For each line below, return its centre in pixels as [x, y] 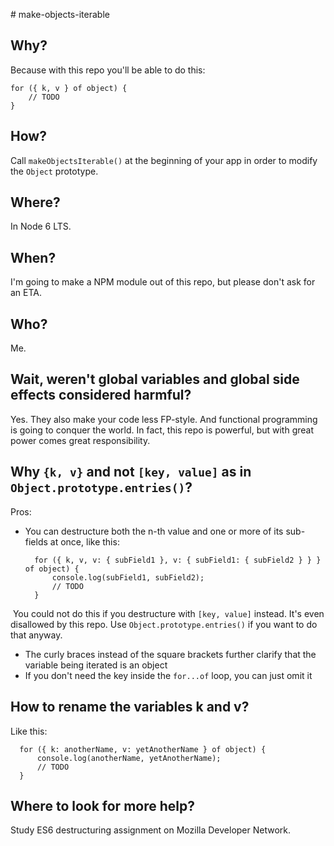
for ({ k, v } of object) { [69, 88]
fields [36, 541]
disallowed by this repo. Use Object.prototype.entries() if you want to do [164, 624]
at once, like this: [84, 541]
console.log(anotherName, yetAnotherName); [129, 758]
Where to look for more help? [102, 805]
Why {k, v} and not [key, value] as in [131, 472]
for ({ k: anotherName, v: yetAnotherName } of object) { [143, 749]
